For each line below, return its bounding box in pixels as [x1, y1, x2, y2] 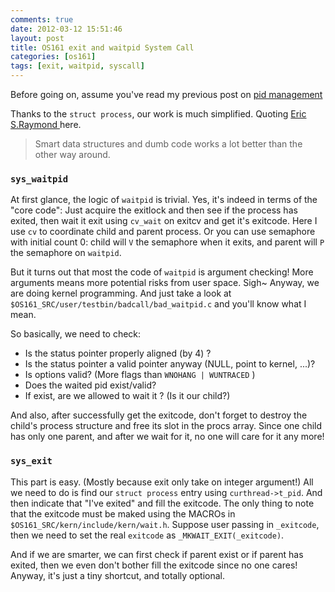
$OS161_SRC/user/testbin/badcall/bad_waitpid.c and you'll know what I [10, 298, 307, 310]
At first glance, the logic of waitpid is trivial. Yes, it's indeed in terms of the [10, 194, 318, 206]
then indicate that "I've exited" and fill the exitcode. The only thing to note [10, 497, 315, 509]
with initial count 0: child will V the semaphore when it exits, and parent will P [10, 236, 325, 248]
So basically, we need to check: [10, 328, 142, 340]
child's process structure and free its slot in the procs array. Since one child [10, 420, 323, 432]
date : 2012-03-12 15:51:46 [10, 24, 123, 34]
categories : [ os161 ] [10, 52, 97, 62]
